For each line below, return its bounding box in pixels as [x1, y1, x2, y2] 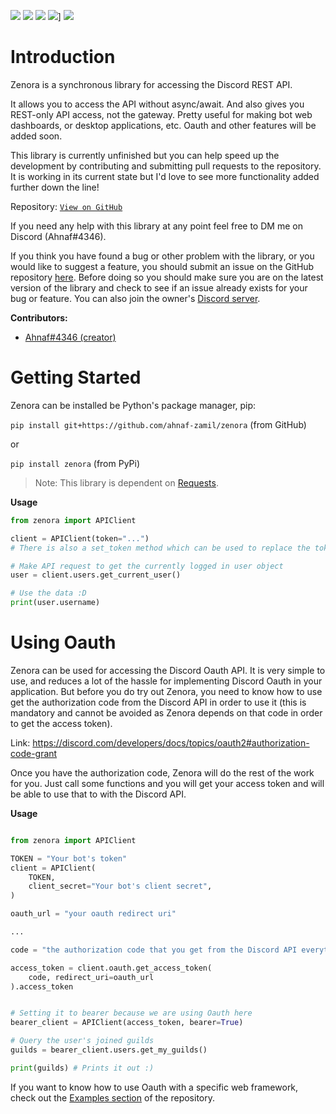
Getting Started [10, 366, 142, 389]
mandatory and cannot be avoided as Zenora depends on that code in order [10, 706, 323, 719]
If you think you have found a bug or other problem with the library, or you [10, 250, 315, 262]
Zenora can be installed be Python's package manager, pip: [10, 399, 257, 411]
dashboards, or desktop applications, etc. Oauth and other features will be [10, 119, 317, 131]
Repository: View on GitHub [10, 200, 123, 212]
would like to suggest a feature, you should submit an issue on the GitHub [10, 260, 315, 272]
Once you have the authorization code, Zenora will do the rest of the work [10, 766, 315, 779]
